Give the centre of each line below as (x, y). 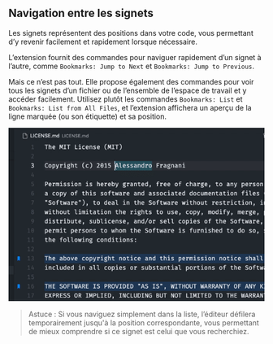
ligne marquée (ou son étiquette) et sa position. (88, 116)
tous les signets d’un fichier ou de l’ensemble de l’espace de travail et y (128, 90)
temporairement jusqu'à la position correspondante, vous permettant (144, 322)
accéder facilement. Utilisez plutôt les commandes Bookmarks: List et (126, 99)
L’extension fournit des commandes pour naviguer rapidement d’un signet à (135, 57)
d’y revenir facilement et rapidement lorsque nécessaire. (103, 41)
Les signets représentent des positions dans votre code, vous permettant (131, 33)
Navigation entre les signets (81, 13)
